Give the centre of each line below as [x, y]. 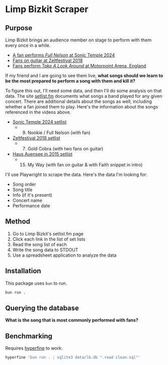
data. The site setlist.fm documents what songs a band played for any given [84, 96]
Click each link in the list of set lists [49, 239]
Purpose [19, 28]
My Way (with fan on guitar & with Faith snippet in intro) [85, 165]
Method [18, 222]
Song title [22, 190]
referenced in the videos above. [38, 112]
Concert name [27, 200]
